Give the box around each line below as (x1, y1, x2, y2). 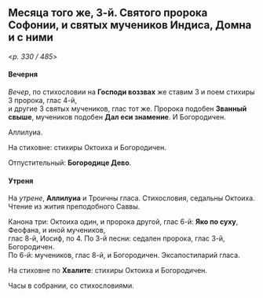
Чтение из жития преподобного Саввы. (8, 202, 141, 212)
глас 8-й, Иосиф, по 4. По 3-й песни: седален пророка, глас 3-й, (8, 234, 225, 243)
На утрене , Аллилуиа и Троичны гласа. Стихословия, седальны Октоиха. (8, 193, 255, 203)
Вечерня (8, 70, 38, 79)
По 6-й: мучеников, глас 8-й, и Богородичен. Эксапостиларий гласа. (8, 251, 241, 260)
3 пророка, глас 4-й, (8, 96, 77, 105)
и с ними (8, 31, 53, 44)
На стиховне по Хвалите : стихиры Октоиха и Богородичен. (8, 266, 208, 275)
